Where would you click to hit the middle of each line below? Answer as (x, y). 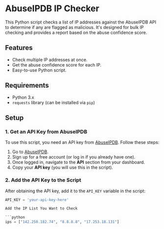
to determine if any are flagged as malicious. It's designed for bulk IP (74, 27)
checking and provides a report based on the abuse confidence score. (76, 32)
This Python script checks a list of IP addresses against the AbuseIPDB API (81, 22)
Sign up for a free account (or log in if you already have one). (74, 157)
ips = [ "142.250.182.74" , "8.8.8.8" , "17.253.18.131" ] (62, 222)
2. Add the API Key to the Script (43, 180)
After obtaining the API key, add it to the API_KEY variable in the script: (75, 191)
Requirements (27, 85)
